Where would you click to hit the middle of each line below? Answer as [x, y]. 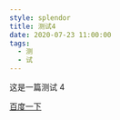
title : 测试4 [33, 26]
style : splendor [40, 18]
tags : [20, 43]
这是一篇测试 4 [37, 87]
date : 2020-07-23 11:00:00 [60, 35]
